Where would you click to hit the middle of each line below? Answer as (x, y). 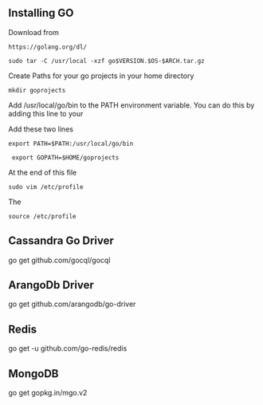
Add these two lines (41, 129)
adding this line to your (46, 113)
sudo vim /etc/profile (46, 187)
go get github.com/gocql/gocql (59, 260)
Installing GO (41, 13)
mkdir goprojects (37, 90)
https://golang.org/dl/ (48, 47)
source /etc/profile (43, 216)
